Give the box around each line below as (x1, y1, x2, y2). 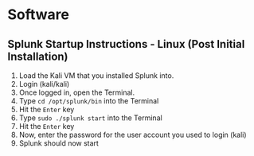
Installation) (7, 49, 68, 63)
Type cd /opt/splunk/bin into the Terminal (18, 96, 159, 105)
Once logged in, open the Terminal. (18, 88, 135, 97)
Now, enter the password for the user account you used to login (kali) (18, 130, 248, 139)
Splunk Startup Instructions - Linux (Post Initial (7, 37, 245, 51)
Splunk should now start (18, 138, 99, 148)
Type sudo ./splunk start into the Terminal (18, 113, 162, 123)
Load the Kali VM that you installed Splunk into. (18, 71, 174, 80)
